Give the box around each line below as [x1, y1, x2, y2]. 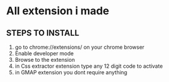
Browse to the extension [14, 56, 75, 63]
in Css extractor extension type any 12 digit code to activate [14, 62, 163, 70]
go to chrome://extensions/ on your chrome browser [14, 43, 145, 51]
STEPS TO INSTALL [6, 28, 80, 38]
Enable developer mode [14, 50, 74, 57]
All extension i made [6, 4, 110, 18]
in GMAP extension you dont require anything [14, 69, 128, 75]
